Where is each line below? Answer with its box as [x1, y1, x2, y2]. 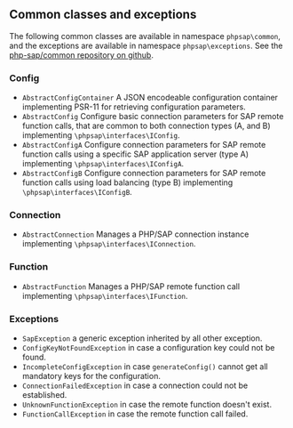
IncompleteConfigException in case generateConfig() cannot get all [21, 361, 268, 372]
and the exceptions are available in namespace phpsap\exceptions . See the [9, 40, 283, 51]
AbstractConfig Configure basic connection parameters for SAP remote [21, 111, 284, 122]
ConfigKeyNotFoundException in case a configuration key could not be [21, 343, 275, 352]
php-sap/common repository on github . [9, 49, 154, 61]
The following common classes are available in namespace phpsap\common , [9, 30, 281, 41]
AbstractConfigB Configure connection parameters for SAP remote [21, 168, 266, 179]
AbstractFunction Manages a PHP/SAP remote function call [21, 280, 241, 292]
